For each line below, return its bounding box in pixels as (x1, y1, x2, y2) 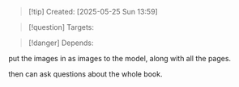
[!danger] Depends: (28, 38, 94, 48)
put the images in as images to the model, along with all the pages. (8, 54, 232, 63)
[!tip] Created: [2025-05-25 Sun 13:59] (28, 7, 158, 16)
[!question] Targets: (28, 23, 95, 31)
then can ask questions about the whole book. (8, 69, 163, 79)
